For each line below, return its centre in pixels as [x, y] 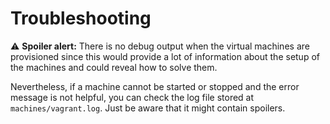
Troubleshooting [81, 18]
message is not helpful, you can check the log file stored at [132, 97]
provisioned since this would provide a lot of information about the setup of [165, 56]
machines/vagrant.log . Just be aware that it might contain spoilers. [148, 108]
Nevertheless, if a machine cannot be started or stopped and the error [155, 86]
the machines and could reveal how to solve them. [114, 67]
